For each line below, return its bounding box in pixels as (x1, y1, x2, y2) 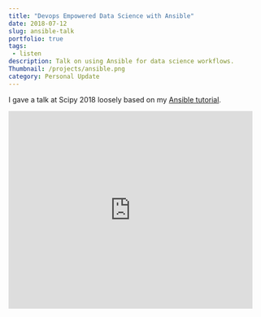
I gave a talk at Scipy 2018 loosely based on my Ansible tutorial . (8, 94, 222, 104)
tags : (8, 42, 27, 50)
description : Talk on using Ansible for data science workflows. (8, 58, 234, 66)
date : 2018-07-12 (8, 20, 67, 28)
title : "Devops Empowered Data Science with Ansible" (8, 11, 195, 20)
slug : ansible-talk (8, 27, 75, 35)
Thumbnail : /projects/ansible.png (8, 65, 126, 73)
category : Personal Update (8, 72, 100, 80)
